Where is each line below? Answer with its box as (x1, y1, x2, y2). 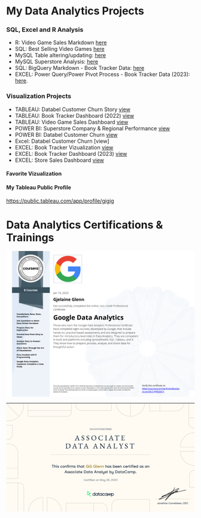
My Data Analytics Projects (6, 4, 145, 18)
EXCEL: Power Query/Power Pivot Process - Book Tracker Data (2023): (14, 71, 190, 78)
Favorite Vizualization (6, 170, 62, 177)
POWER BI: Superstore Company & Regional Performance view (14, 124, 170, 132)
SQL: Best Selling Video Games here (14, 45, 105, 53)
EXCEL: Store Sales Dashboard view (14, 157, 105, 164)
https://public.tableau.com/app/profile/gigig (6, 197, 115, 204)
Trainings (6, 231, 54, 244)
